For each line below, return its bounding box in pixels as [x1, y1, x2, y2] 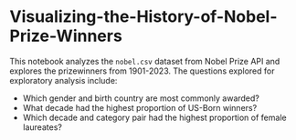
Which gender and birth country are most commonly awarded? [22, 93, 260, 104]
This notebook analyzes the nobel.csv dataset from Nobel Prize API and [9, 55, 280, 66]
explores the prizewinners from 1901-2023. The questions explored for [9, 65, 275, 76]
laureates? [22, 121, 62, 133]
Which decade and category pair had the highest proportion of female [22, 112, 287, 123]
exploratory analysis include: [9, 75, 118, 85]
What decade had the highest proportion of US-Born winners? [22, 102, 258, 113]
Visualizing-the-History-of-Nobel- [9, 6, 278, 27]
